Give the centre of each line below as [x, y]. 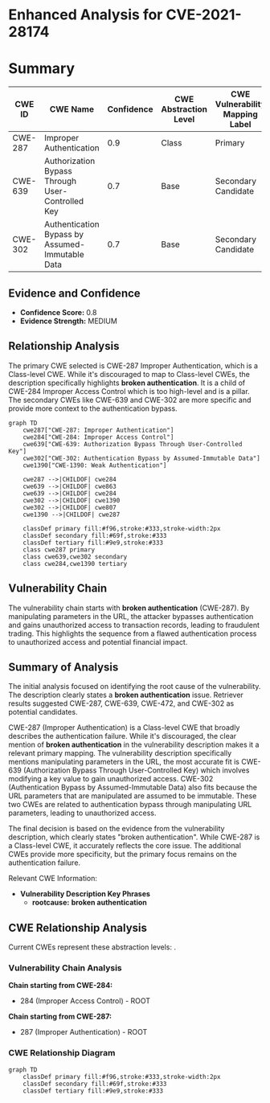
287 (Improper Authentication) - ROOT [84, 1032]
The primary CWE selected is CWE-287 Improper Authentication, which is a [133, 365]
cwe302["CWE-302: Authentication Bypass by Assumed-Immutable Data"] [142, 458]
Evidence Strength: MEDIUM [69, 321]
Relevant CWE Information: [53, 879]
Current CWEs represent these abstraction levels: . [92, 947]
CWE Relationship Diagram [62, 1053]
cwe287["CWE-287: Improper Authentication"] [98, 430]
